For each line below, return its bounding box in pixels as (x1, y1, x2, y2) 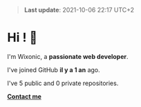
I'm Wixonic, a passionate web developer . (7, 52, 129, 60)
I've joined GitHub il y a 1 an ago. (7, 65, 100, 74)
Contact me (7, 92, 41, 100)
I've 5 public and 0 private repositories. (7, 79, 119, 87)
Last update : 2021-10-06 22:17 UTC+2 (23, 6, 135, 14)
